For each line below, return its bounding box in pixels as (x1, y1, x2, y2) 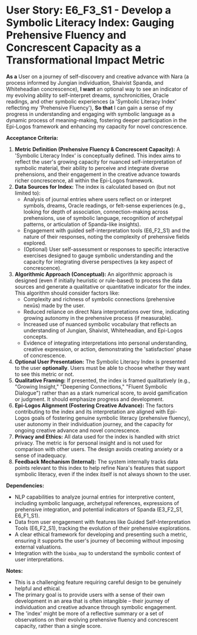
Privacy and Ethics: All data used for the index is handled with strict (14, 433, 180, 440)
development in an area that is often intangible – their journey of (14, 597, 170, 604)
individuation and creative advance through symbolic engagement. (14, 603, 177, 610)
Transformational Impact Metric (6, 54, 165, 67)
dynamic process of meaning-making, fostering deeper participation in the (6, 116, 187, 123)
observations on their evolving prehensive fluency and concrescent (14, 616, 178, 623)
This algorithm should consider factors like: (14, 289, 120, 296)
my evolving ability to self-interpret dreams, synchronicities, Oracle (6, 92, 169, 99)
